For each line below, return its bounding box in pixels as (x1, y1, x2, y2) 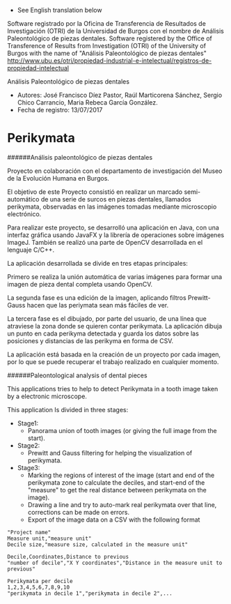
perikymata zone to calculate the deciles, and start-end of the (27, 478, 205, 487)
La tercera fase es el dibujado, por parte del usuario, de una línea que (7, 314, 207, 323)
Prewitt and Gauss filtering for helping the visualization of (27, 448, 193, 457)
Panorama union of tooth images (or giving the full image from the (27, 426, 217, 435)
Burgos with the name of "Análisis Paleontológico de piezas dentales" (7, 49, 207, 57)
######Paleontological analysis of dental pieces (7, 371, 148, 379)
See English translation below (17, 6, 102, 14)
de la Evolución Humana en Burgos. (7, 174, 110, 182)
